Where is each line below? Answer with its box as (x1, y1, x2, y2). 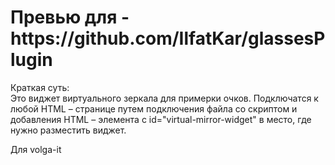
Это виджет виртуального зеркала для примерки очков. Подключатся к (10, 92, 319, 104)
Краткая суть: (10, 81, 70, 93)
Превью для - (10, 6, 130, 29)
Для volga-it (10, 143, 62, 155)
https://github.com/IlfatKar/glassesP (10, 27, 326, 50)
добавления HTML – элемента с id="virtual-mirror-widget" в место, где (10, 113, 312, 125)
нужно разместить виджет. (10, 124, 127, 136)
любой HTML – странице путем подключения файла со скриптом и (10, 102, 298, 115)
